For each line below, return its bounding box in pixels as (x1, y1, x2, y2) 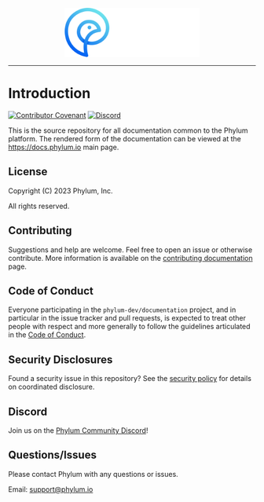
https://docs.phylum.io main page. (8, 142, 119, 152)
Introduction (8, 85, 91, 102)
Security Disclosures (8, 353, 113, 366)
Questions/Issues (8, 449, 97, 462)
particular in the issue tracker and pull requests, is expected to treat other (8, 313, 246, 323)
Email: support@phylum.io (8, 484, 93, 494)
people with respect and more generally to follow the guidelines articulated (8, 322, 251, 332)
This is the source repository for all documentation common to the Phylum (8, 126, 249, 135)
